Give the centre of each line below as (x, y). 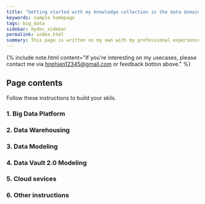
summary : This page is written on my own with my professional (88, 40)
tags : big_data (26, 23)
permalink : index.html (35, 35)
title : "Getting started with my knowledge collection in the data (94, 12)
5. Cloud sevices (31, 179)
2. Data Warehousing (38, 130)
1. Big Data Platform (36, 113)
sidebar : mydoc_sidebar (37, 29)
